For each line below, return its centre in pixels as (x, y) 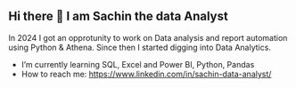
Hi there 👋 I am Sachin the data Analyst (118, 16)
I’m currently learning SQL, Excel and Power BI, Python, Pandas (138, 64)
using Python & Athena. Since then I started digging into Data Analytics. (140, 47)
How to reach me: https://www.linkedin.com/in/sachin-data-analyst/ (146, 74)
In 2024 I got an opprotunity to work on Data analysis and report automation (148, 37)
